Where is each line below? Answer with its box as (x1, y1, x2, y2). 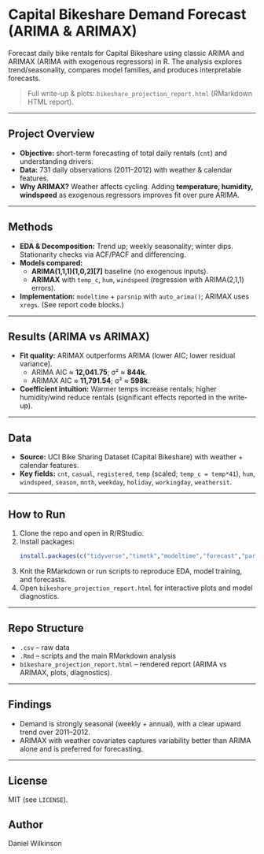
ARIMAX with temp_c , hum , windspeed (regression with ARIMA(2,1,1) (31, 274, 245, 284)
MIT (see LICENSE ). (8, 795, 68, 804)
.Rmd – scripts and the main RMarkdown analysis (19, 651, 177, 660)
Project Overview (8, 128, 95, 141)
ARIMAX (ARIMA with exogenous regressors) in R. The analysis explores (8, 57, 242, 66)
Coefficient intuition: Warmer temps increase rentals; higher (19, 384, 218, 394)
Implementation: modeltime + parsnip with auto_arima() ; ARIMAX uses (19, 291, 250, 301)
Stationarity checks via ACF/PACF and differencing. (19, 250, 186, 259)
